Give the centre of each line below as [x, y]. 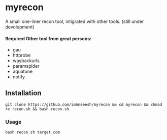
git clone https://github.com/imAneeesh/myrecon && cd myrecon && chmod [84, 104]
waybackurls [26, 61]
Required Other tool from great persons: [48, 38]
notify [19, 77]
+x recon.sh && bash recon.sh [37, 109]
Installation [23, 93]
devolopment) [20, 26]
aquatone [23, 72]
